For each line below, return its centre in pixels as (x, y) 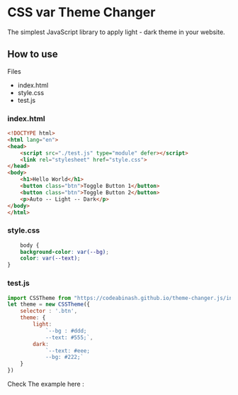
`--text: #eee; (68, 351)
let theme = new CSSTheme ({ (49, 305)
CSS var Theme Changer (81, 12)
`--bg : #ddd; (66, 330)
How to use (33, 54)
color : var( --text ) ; (50, 258)
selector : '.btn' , (49, 311)
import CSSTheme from (39, 298)
